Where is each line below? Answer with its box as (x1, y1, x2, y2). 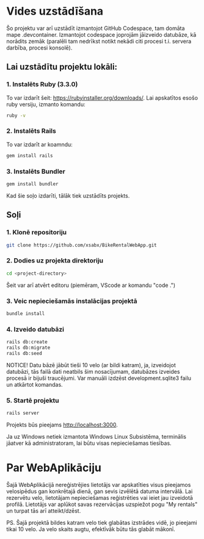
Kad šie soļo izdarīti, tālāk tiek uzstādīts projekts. (6, 191, 130, 199)
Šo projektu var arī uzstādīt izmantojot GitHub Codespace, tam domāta (6, 24, 185, 32)
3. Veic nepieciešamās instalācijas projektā (6, 297, 137, 305)
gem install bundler (6, 180, 59, 187)
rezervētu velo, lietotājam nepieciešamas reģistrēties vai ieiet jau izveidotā (6, 494, 194, 501)
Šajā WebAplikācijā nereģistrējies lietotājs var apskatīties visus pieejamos (6, 481, 191, 488)
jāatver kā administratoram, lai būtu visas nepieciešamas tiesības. (6, 439, 172, 447)
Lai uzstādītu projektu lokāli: (6, 62, 118, 72)
